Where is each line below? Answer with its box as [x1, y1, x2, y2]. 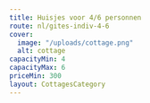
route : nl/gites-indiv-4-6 [9, 21, 110, 30]
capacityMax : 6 [9, 64, 66, 73]
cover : [9, 30, 34, 39]
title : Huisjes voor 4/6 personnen [9, 13, 142, 22]
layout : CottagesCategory [9, 80, 105, 89]
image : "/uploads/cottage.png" [17, 38, 134, 47]
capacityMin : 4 [9, 55, 66, 64]
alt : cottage [17, 47, 66, 56]
